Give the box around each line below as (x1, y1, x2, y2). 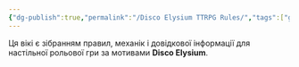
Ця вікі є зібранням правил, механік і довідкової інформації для (8, 38, 251, 48)
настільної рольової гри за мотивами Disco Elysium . (8, 46, 209, 58)
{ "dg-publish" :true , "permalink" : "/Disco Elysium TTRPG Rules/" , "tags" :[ (8, 13, 285, 22)
